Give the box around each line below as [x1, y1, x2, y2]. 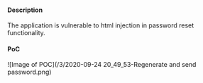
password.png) [7, 68, 52, 77]
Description [7, 6, 43, 14]
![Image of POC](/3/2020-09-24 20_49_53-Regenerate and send [7, 60, 197, 69]
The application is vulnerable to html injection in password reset [7, 21, 194, 30]
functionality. [7, 29, 46, 37]
